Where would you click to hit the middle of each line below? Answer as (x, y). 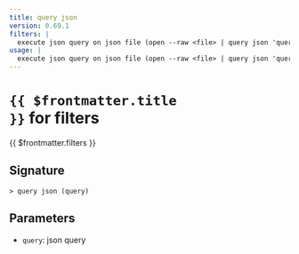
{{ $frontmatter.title (93, 101)
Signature (37, 171)
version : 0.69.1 (39, 26)
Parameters (42, 218)
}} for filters (54, 119)
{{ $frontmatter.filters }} (53, 142)
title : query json (43, 17)
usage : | (25, 51)
